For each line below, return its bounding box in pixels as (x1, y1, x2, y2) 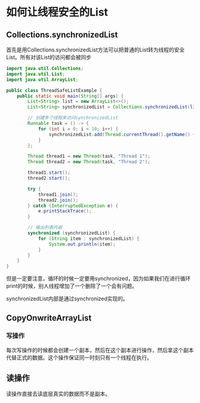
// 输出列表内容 (27, 224, 62, 230)
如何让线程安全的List (6, 5, 108, 19)
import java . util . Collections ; (6, 66, 84, 72)
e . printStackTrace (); (37, 208, 92, 214)
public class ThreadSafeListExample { (6, 87, 102, 93)
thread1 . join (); (37, 192, 79, 198)
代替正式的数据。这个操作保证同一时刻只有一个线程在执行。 (6, 353, 152, 361)
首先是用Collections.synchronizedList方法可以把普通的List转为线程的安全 (6, 46, 185, 53)
